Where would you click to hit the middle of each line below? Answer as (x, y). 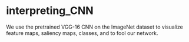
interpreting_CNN (50, 11)
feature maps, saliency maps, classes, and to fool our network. (82, 33)
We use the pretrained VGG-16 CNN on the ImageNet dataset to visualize (95, 27)
